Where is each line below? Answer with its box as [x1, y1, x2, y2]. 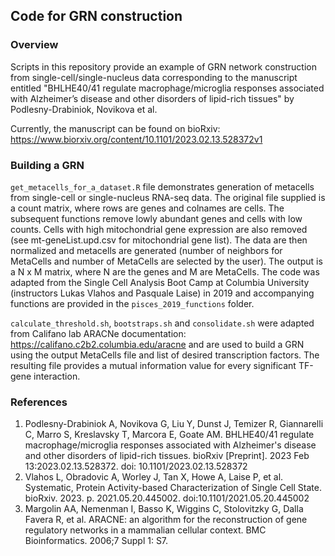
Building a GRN [10, 158, 85, 172]
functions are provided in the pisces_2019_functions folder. [10, 297, 255, 309]
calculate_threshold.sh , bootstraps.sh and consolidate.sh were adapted [10, 317, 315, 329]
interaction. [33, 370, 81, 382]
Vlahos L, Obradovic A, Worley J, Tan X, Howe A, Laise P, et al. [24, 471, 284, 483]
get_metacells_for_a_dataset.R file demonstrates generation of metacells [10, 180, 315, 193]
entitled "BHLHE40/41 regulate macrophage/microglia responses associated [10, 82, 325, 94]
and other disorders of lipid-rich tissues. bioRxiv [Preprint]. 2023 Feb [24, 450, 310, 462]
